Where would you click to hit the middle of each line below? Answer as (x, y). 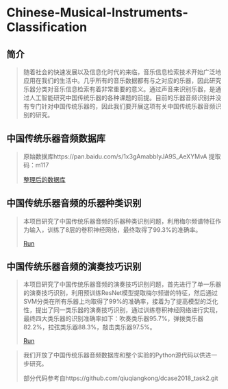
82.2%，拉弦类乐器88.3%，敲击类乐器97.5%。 (89, 327)
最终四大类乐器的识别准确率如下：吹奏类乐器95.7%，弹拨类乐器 (113, 319)
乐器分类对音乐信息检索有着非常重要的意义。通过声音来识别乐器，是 (119, 89)
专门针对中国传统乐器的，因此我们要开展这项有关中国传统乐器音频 (122, 106)
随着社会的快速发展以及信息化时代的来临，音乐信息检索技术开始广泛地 (122, 72)
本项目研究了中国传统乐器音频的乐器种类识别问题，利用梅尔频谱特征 (119, 221)
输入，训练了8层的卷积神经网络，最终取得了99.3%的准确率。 (115, 229)
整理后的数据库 (44, 179)
